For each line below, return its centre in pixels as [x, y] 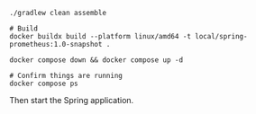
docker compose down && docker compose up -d [96, 60]
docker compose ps [44, 83]
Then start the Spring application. [72, 100]
